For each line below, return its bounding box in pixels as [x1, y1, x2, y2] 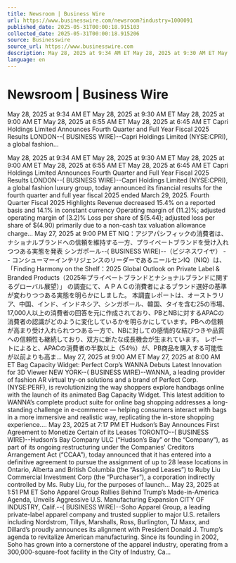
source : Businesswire [7, 37, 71, 44]
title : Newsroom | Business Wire [7, 10, 105, 18]
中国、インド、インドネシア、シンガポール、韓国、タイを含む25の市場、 [18, 299, 229, 308]
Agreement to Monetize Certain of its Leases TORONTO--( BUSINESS [7, 428, 209, 436]
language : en [7, 56, 46, 63]
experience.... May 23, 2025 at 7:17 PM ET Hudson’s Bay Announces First [7, 420, 220, 428]
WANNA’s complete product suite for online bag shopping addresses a [7, 397, 211, 406]
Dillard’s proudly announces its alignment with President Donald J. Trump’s [7, 525, 223, 533]
